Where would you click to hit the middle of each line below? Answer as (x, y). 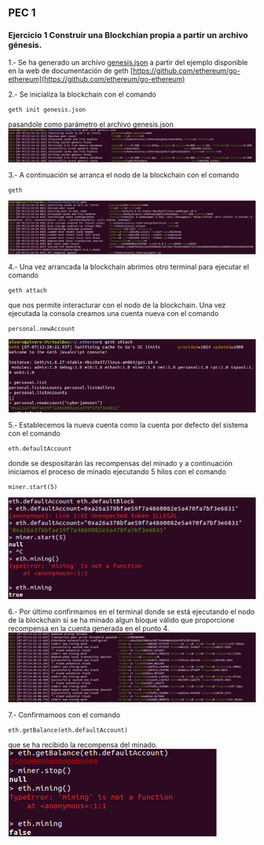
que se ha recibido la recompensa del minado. (83, 744)
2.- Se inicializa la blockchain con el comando (82, 94)
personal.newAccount (42, 329)
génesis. (25, 45)
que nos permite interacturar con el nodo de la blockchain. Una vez (117, 305)
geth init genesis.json (47, 109)
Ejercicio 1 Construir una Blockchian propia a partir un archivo (128, 35)
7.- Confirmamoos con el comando (64, 715)
